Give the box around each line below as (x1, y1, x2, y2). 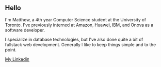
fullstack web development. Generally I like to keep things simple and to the (5, 41, 156, 48)
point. (5, 47, 17, 52)
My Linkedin (5, 56, 30, 62)
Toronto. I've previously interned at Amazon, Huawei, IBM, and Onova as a (5, 22, 154, 28)
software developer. (5, 27, 45, 33)
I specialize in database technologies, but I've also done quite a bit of (5, 36, 143, 42)
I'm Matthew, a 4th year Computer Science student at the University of (5, 17, 146, 22)
